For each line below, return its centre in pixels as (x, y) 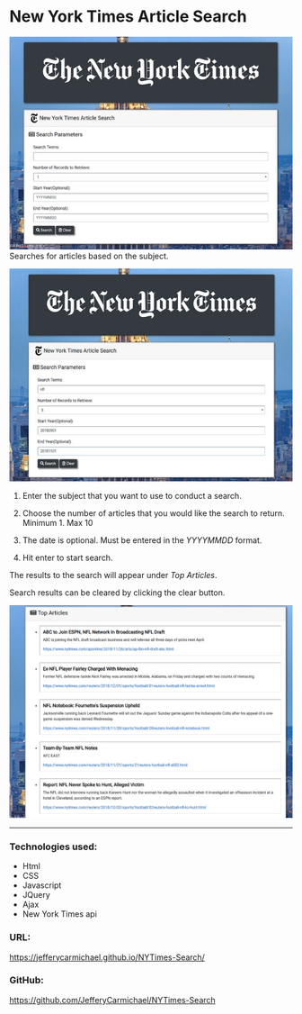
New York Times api (59, 914)
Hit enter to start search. (67, 557)
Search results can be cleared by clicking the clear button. (117, 593)
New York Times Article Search (128, 17)
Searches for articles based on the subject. (89, 256)
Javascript (42, 885)
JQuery (36, 895)
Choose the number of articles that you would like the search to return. (153, 513)
